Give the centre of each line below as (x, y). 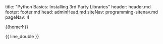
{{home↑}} (17, 27)
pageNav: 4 (17, 17)
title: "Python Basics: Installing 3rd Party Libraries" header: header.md (78, 7)
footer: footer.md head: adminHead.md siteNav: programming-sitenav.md (82, 12)
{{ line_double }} (22, 36)
